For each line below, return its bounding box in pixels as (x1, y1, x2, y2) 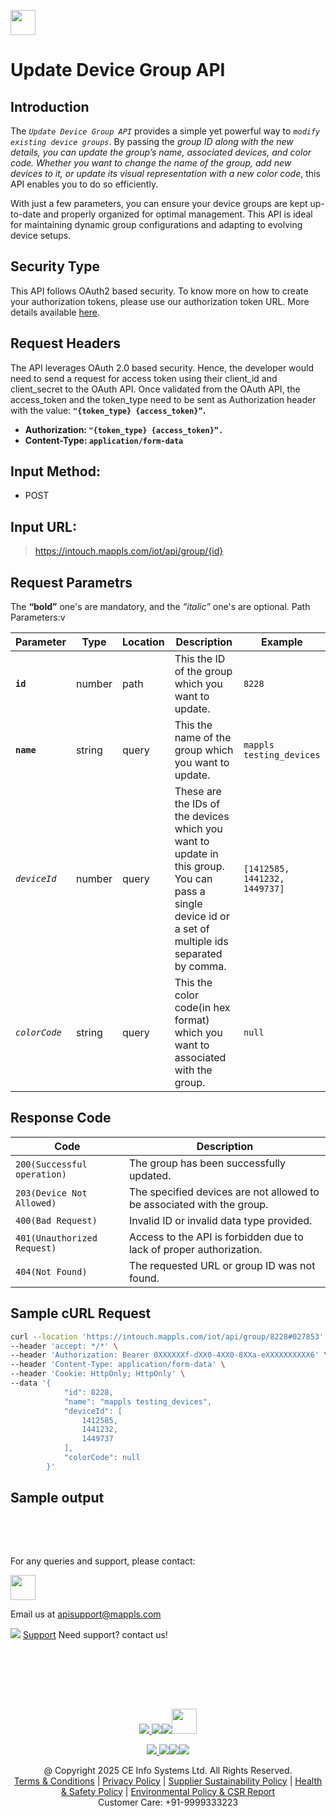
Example (261, 635, 303, 649)
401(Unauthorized (15, 1232, 98, 1244)
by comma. (174, 960, 227, 974)
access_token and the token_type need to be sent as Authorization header (10, 393, 317, 405)
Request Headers (10, 335, 121, 352)
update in (174, 847, 219, 861)
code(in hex (174, 1001, 231, 1015)
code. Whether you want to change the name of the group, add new (10, 157, 292, 169)
